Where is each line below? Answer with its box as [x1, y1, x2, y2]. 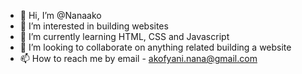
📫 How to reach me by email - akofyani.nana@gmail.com [19, 53, 258, 64]
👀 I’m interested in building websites [19, 20, 169, 32]
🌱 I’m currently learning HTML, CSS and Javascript [19, 31, 230, 42]
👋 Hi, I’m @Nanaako [19, 10, 102, 21]
